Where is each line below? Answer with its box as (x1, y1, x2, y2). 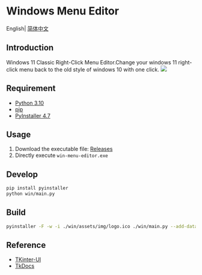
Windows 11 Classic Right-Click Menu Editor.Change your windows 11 (6, 58, 177, 66)
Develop (6, 169, 38, 179)
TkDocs (14, 262, 35, 270)
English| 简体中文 (6, 25, 49, 32)
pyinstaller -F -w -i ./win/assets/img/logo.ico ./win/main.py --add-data (6, 223, 198, 229)
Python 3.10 (14, 99, 44, 107)
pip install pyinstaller (6, 185, 69, 191)
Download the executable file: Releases (14, 146, 113, 153)
